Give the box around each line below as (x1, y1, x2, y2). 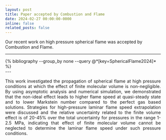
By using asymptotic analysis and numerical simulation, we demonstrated (5, 89, 161, 95)
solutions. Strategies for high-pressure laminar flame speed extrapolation (5, 104, 161, 111)
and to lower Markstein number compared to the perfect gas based (5, 99, 161, 105)
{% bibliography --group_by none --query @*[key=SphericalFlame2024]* (5, 58, 157, 64)
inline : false (5, 21, 35, 26)
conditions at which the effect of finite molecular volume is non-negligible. (5, 84, 161, 89)
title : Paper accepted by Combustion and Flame (5, 12, 105, 17)
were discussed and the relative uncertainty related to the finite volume (5, 110, 161, 115)
